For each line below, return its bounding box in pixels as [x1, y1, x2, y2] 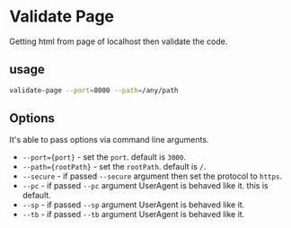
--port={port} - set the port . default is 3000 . [22, 152, 187, 162]
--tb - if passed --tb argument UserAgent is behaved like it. [22, 209, 245, 220]
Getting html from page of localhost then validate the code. [9, 36, 228, 47]
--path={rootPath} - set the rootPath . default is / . [22, 162, 207, 172]
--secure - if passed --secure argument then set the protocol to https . [22, 171, 283, 181]
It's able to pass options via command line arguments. [9, 135, 209, 145]
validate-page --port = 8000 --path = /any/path [9, 85, 179, 95]
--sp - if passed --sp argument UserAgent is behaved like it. [22, 199, 245, 210]
